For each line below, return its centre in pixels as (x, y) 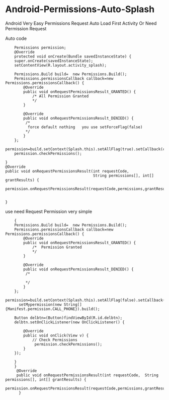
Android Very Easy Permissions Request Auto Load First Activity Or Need (81, 23)
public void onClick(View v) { (56, 335)
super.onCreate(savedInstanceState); (54, 61)
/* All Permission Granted (60, 96)
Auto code (16, 38)
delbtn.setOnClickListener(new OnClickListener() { (69, 322)
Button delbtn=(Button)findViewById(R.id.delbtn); (68, 318)
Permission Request (26, 28)
